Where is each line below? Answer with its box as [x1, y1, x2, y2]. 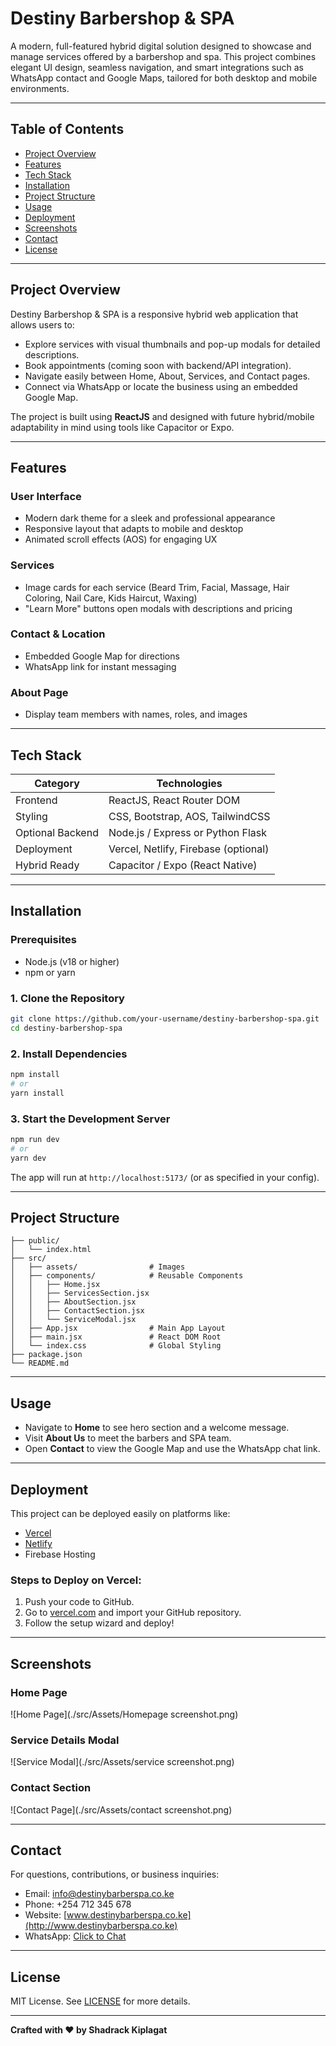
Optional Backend [15, 825, 99, 839]
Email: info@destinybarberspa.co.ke [24, 1888, 175, 1900]
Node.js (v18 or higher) [24, 955, 120, 967]
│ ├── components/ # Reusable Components [10, 1271, 244, 1281]
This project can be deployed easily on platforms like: [10, 1507, 231, 1519]
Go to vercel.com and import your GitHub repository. [24, 1607, 242, 1619]
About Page [10, 685, 69, 699]
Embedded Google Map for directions [24, 650, 180, 662]
